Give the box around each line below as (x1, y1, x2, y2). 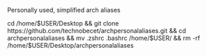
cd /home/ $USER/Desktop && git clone (7, 19, 119, 27)
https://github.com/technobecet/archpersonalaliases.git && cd (7, 27, 187, 35)
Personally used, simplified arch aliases (7, 6, 121, 14)
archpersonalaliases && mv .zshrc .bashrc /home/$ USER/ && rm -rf (7, 34, 201, 42)
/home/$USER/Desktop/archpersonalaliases (7, 41, 134, 49)
